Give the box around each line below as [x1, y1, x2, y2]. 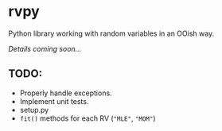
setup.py [19, 105, 49, 114]
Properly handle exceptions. [19, 88, 113, 98]
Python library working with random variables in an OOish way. [8, 29, 215, 38]
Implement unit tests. [19, 96, 89, 106]
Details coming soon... [8, 44, 82, 53]
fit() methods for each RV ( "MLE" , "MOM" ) [19, 114, 157, 123]
